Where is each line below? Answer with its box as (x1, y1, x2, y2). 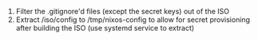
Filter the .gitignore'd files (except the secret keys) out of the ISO (15, 7, 230, 16)
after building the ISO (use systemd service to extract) (15, 24, 195, 32)
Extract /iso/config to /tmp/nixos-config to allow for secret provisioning (15, 15, 250, 24)
